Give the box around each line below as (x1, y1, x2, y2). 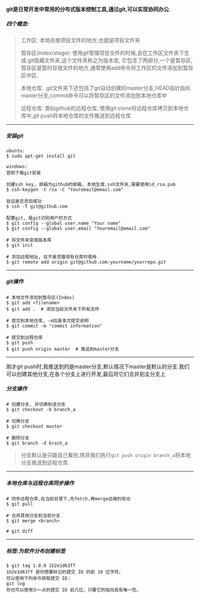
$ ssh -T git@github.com (6, 203, 68, 209)
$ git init (6, 242, 33, 248)
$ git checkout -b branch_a (6, 407, 76, 413)
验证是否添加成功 (6, 198, 42, 204)
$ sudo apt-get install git (6, 153, 76, 159)
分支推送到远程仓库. (20, 459, 70, 466)
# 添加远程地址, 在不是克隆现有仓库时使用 (6, 254, 97, 260)
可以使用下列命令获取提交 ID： (6, 575, 73, 582)
